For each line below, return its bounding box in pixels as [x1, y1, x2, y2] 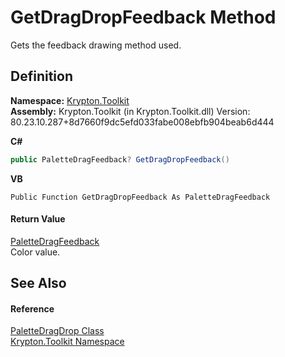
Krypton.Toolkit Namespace [10, 336, 125, 348]
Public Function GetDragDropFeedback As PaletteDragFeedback [10, 192, 271, 202]
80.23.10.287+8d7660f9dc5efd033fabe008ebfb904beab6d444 [10, 116, 275, 128]
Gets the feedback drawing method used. [10, 39, 182, 51]
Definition [10, 68, 73, 85]
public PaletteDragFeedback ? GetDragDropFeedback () [10, 154, 230, 165]
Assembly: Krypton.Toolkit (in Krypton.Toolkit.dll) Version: [10, 105, 251, 117]
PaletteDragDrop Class [10, 325, 105, 337]
